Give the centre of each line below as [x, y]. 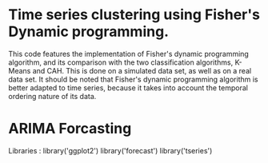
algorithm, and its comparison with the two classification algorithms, [121, 62]
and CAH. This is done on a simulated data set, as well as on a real [142, 70]
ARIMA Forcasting [70, 129]
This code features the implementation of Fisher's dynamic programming [129, 54]
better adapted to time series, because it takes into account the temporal [128, 87]
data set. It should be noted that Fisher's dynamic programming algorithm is [133, 79]
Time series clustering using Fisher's [134, 15]
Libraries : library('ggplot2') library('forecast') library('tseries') [110, 150]
